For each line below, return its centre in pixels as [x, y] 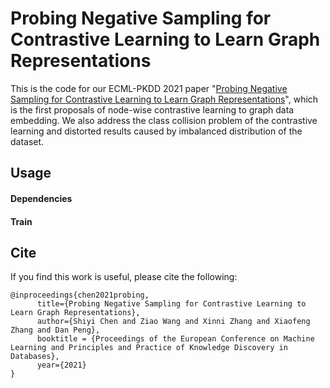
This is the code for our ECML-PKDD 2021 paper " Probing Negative [149, 88]
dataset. [27, 141]
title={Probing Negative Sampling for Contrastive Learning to [171, 304]
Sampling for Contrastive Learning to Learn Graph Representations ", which [164, 99]
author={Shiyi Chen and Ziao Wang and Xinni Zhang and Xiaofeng [173, 322]
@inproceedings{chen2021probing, [80, 295]
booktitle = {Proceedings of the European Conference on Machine [175, 339]
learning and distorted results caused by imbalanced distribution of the [156, 131]
